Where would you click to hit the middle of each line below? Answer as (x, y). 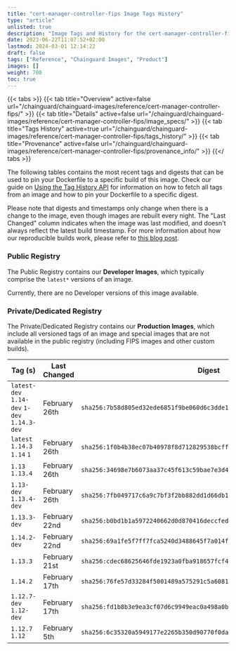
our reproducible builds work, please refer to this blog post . (93, 238)
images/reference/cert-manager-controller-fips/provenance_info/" (104, 151)
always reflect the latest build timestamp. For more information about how (114, 231)
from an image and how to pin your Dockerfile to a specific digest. (103, 195)
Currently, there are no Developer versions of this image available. (103, 293)
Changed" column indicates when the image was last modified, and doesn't (117, 223)
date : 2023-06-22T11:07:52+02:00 (56, 40)
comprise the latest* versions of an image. (70, 279)
